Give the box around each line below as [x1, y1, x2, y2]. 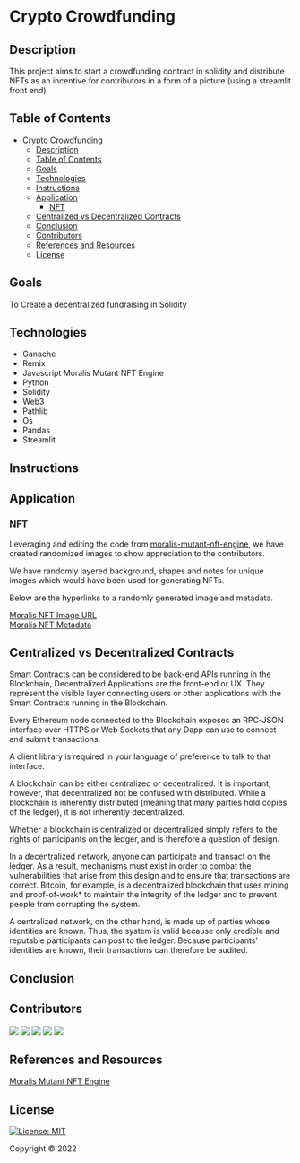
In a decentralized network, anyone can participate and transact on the [9, 851, 271, 862]
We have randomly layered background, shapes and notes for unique [9, 565, 264, 576]
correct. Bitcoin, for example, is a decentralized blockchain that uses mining [9, 879, 289, 890]
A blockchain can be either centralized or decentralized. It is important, [9, 778, 271, 789]
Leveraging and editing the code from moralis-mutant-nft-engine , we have [9, 538, 284, 549]
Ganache [21, 348, 56, 360]
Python [21, 377, 49, 388]
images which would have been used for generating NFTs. [9, 574, 225, 585]
